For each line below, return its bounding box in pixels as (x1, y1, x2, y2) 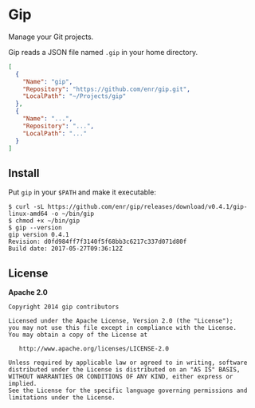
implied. (8, 380, 37, 388)
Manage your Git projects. (8, 32, 94, 41)
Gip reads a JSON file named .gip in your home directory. (8, 47, 198, 57)
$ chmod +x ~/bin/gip (8, 217, 80, 225)
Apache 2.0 (8, 288, 48, 297)
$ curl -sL (8, 203, 45, 211)
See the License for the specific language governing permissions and (8, 386, 248, 395)
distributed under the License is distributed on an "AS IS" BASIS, (8, 366, 241, 374)
